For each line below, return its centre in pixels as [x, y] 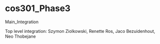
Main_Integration [22, 22]
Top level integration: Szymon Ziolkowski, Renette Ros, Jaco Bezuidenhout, [80, 31]
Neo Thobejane [21, 36]
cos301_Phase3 [38, 8]
